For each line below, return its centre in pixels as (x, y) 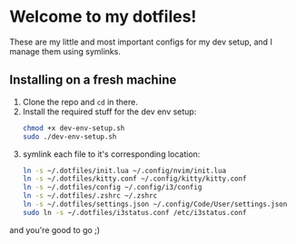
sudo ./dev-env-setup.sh (69, 137)
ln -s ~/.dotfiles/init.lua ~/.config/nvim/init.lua (124, 171)
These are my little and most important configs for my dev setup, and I (141, 42)
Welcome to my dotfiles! (103, 17)
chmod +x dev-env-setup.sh (74, 128)
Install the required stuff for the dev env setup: (109, 112)
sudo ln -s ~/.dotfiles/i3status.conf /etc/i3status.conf (134, 212)
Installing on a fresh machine (93, 80)
